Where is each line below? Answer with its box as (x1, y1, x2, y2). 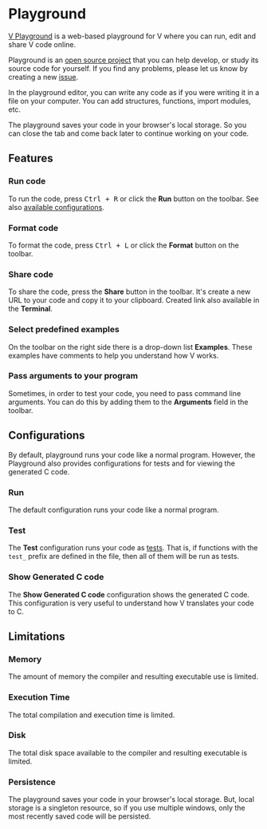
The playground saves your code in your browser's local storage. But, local (8, 795, 255, 804)
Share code (8, 268, 53, 280)
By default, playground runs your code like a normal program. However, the (8, 450, 256, 459)
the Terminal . (8, 304, 53, 314)
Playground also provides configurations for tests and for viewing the (8, 458, 235, 468)
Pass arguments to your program (8, 371, 138, 382)
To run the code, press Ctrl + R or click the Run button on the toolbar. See (8, 193, 259, 204)
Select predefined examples (8, 324, 120, 335)
